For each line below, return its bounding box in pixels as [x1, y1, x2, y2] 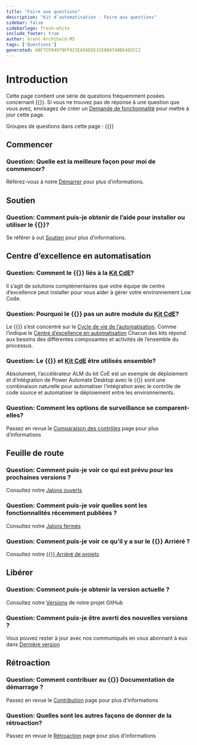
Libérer [6, 567, 34, 578]
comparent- [155, 404, 190, 412]
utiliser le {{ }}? [6, 220, 50, 228]
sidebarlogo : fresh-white [6, 25, 70, 31]
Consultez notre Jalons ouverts [6, 486, 83, 494]
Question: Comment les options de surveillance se [6, 404, 154, 412]
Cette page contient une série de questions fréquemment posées [6, 92, 165, 99]
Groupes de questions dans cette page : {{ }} [6, 122, 114, 130]
